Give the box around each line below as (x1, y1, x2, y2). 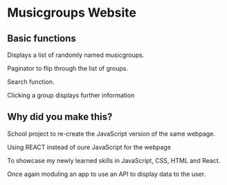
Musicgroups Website (7, 5, 137, 21)
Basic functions (7, 33, 76, 44)
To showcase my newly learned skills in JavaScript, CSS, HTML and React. (7, 156, 221, 164)
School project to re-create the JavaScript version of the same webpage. (7, 130, 216, 138)
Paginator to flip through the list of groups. (7, 64, 129, 72)
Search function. (7, 78, 55, 86)
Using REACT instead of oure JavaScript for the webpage (7, 143, 172, 151)
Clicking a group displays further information (7, 91, 135, 99)
